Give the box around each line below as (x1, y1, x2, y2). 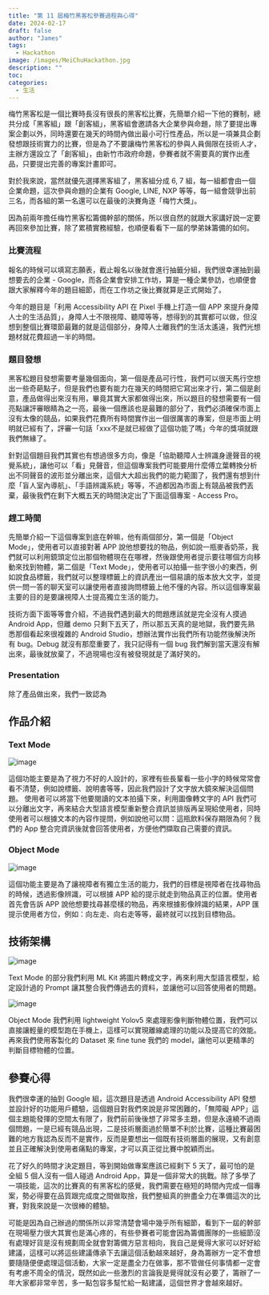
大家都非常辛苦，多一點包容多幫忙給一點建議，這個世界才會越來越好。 (14, 1278, 247, 1288)
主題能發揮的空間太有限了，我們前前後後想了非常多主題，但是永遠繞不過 (14, 1114, 254, 1124)
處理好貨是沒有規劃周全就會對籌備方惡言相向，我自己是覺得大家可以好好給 (14, 1238, 261, 1248)
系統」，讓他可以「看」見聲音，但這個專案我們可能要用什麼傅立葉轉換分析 (14, 460, 258, 470)
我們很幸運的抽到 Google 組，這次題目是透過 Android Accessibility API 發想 (8, 1094, 256, 1104)
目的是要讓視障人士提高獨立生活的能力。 (29, 592, 163, 602)
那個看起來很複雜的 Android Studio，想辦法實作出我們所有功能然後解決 (14, 629, 249, 639)
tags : (8, 42, 26, 50)
